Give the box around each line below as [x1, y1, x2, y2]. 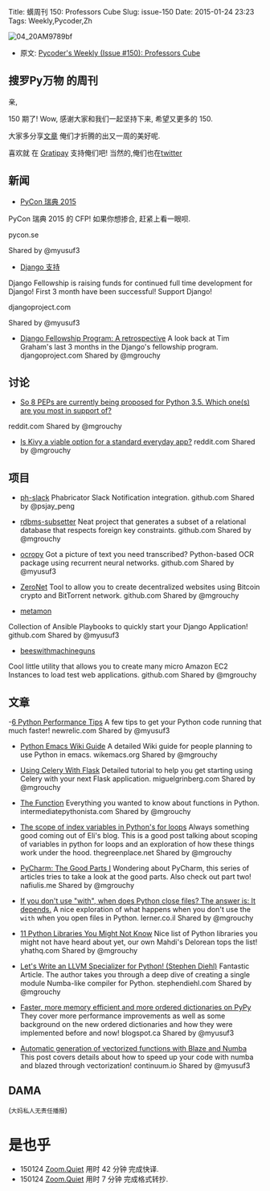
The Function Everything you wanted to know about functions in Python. [19, 798, 260, 808]
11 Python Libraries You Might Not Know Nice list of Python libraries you [19, 929, 258, 939]
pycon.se [8, 230, 39, 239]
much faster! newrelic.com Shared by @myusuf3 [8, 726, 170, 735]
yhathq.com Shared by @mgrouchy [19, 946, 138, 956]
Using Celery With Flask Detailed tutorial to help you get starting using [19, 766, 253, 776]
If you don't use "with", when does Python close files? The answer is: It [19, 896, 256, 906]
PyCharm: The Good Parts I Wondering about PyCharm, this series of [19, 863, 250, 874]
